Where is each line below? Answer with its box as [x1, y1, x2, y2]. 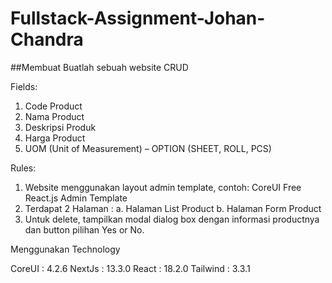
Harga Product [24, 132, 86, 144]
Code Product [24, 100, 83, 112]
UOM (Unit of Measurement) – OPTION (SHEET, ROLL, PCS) [24, 142, 272, 154]
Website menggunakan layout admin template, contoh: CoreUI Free [24, 181, 302, 193]
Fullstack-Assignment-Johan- [10, 7, 266, 30]
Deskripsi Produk [24, 121, 97, 133]
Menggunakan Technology [10, 243, 121, 255]
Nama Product [24, 110, 85, 122]
